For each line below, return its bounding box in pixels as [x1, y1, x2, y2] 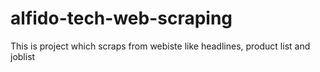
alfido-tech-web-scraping [10, 7, 233, 30]
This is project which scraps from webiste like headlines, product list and [10, 40, 311, 52]
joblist [10, 50, 36, 62]
